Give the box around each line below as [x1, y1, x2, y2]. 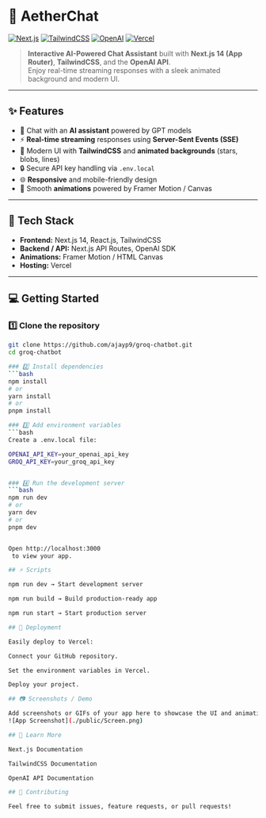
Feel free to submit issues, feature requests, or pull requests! [8, 803, 232, 811]
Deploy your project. [8, 681, 80, 689]
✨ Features [8, 105, 64, 118]
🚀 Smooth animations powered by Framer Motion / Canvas [19, 183, 212, 193]
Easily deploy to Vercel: [8, 638, 93, 646]
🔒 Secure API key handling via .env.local [19, 163, 155, 173]
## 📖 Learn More [8, 731, 62, 739]
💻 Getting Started [8, 291, 99, 305]
